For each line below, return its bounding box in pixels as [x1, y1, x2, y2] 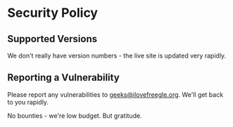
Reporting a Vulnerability [7, 72, 120, 83]
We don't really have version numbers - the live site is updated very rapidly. [7, 51, 227, 60]
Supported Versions [7, 33, 97, 45]
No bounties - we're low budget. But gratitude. [7, 111, 142, 120]
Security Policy [7, 5, 99, 21]
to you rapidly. [7, 98, 49, 106]
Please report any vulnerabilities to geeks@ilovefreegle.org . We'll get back [7, 90, 224, 99]
